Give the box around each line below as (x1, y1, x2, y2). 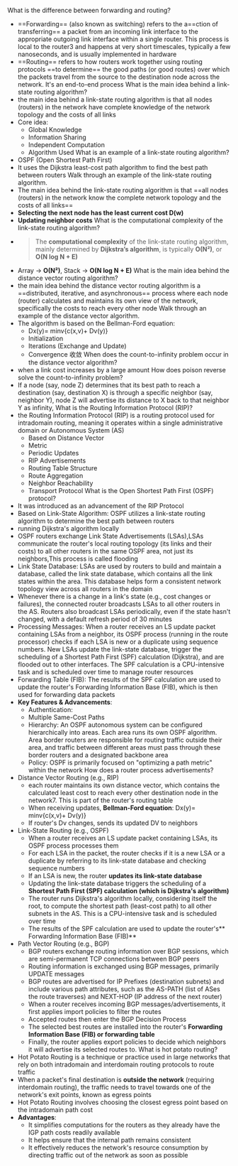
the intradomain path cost (17, 1106, 93, 1114)
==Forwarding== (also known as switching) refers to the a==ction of (17, 20, 218, 28)
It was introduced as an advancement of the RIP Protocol (17, 502, 184, 510)
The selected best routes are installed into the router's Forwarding (28, 1022, 223, 1031)
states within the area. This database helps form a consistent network (17, 577, 222, 585)
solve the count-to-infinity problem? (17, 373, 123, 382)
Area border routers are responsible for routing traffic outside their (28, 735, 222, 744)
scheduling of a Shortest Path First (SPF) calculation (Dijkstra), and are (17, 653, 225, 661)
